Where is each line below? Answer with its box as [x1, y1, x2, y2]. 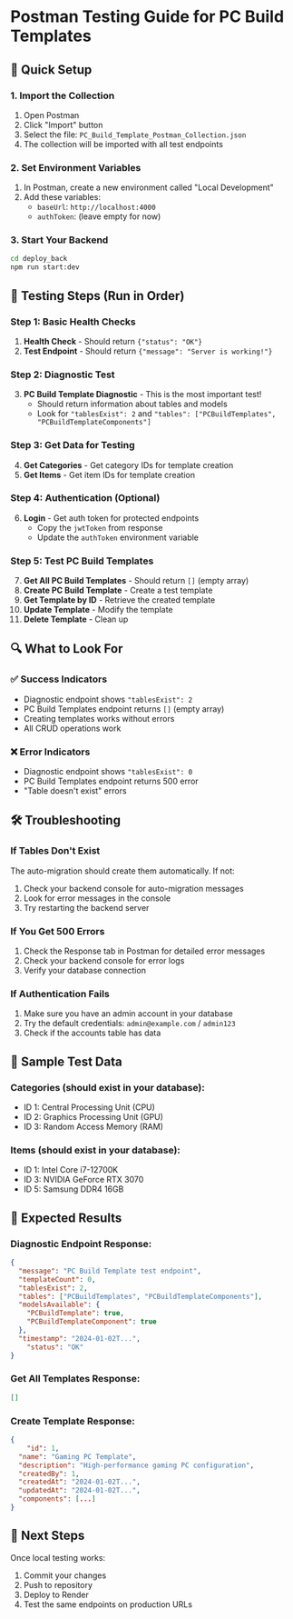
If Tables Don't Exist [10, 844, 101, 857]
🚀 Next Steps [10, 1528, 85, 1544]
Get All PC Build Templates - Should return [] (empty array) [23, 575, 249, 586]
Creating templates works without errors [23, 713, 175, 724]
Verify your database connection [23, 965, 146, 976]
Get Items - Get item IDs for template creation [23, 469, 196, 480]
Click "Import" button [23, 119, 103, 130]
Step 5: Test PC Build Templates [10, 555, 154, 567]
